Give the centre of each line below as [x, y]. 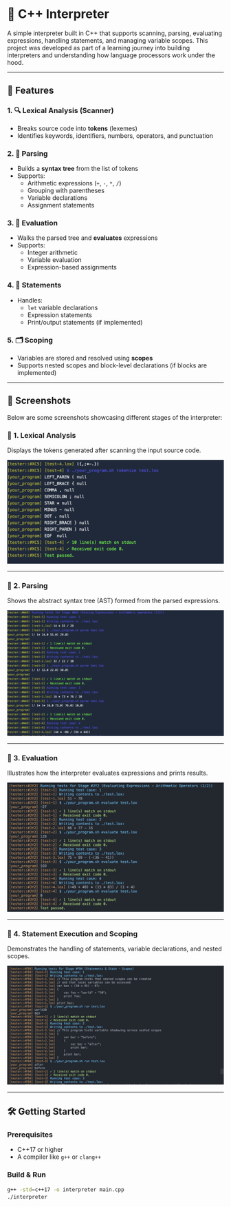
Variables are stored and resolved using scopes [85, 358]
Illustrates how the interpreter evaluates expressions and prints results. [108, 773]
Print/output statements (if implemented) [85, 322]
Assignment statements [61, 205]
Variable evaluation [54, 260]
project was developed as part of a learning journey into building [99, 48]
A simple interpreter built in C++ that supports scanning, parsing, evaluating [114, 33]
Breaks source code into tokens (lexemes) [77, 128]
